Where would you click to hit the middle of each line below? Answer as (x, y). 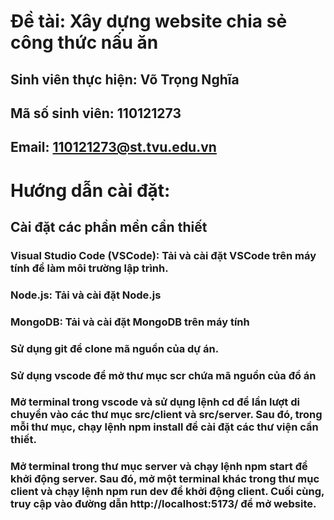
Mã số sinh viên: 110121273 (96, 113)
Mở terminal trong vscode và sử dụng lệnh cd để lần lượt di (155, 402)
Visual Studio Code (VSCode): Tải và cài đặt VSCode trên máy (163, 255)
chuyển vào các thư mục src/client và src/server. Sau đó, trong (166, 415)
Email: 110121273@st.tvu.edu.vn (113, 147)
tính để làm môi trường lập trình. (89, 268)
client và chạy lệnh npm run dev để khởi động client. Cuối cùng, (167, 492)
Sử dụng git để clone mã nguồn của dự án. (115, 348)
